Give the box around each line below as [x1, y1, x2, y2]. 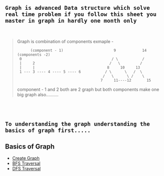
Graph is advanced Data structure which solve [5, 4, 150, 12]
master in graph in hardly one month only [5, 17, 137, 24]
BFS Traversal [12, 160, 41, 166]
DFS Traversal [12, 166, 41, 172]
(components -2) [17, 52, 50, 57]
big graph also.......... [17, 91, 59, 97]
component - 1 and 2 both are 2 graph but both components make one [17, 86, 160, 92]
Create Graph [12, 155, 40, 161]
